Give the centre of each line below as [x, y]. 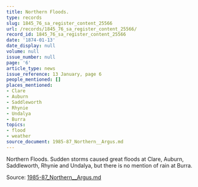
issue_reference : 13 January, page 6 [54, 74]
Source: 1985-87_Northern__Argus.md [54, 177]
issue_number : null [31, 57]
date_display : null [31, 46]
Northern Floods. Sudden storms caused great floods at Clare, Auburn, [95, 159]
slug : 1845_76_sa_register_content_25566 [60, 23]
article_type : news [31, 68]
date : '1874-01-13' [31, 40]
